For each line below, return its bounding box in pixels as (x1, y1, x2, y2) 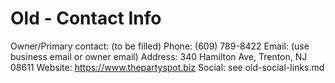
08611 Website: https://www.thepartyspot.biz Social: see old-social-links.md (10, 61, 325, 73)
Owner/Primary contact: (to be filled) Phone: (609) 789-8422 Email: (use (10, 40, 310, 52)
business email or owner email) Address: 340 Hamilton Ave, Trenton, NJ (10, 50, 308, 62)
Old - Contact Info (10, 7, 162, 30)
